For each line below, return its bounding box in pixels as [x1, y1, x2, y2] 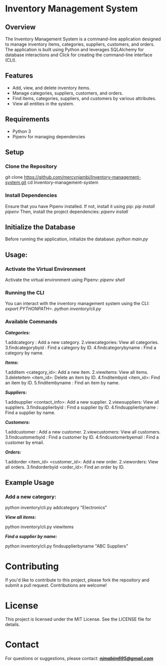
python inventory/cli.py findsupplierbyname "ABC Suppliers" [5, 543, 128, 549]
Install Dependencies [5, 192, 57, 199]
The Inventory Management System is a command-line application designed [5, 36, 161, 42]
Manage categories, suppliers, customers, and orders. [12, 90, 123, 96]
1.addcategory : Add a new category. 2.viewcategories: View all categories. [5, 339, 159, 345]
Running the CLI [5, 289, 45, 296]
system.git [5, 180, 27, 186]
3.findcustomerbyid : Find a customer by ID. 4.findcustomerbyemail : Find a [5, 434, 159, 440]
